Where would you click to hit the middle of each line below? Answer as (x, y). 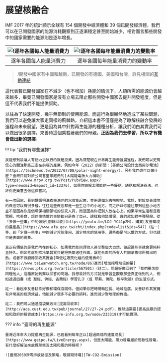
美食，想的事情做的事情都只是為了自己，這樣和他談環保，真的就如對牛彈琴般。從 (90, 216)
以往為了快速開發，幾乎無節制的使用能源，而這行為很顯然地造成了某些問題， (83, 114)
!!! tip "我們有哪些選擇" (28, 149)
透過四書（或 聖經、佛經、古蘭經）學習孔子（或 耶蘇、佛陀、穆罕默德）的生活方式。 (83, 279)
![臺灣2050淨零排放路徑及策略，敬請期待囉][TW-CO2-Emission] (63, 355)
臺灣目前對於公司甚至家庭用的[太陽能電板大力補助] (57, 176)
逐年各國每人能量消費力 (38, 60)
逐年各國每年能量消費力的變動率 (115, 60)
